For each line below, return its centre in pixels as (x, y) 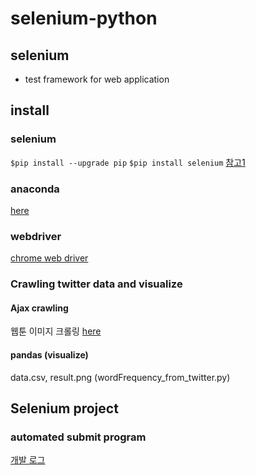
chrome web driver (49, 258)
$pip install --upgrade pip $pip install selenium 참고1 (128, 162)
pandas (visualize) (49, 355)
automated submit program (78, 437)
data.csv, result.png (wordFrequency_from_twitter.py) (120, 377)
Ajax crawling (39, 308)
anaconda (35, 189)
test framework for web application (97, 79)
